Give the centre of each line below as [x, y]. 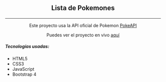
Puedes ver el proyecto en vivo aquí [83, 35]
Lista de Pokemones [83, 8]
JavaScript [23, 69]
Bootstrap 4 [24, 74]
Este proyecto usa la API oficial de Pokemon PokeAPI [83, 26]
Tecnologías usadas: [27, 46]
